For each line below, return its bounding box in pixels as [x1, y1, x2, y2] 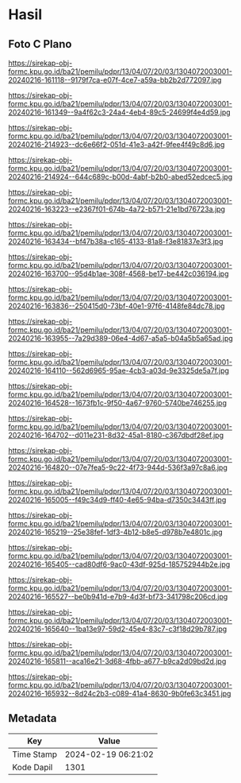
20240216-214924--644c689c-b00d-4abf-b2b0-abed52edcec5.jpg [8, 172, 233, 181]
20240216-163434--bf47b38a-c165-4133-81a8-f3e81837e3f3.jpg [8, 237, 224, 246]
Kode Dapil [12, 762, 53, 773]
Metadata [8, 711, 57, 725]
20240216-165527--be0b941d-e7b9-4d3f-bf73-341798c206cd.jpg [8, 592, 228, 601]
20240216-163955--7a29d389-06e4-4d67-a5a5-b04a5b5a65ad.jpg [8, 334, 234, 343]
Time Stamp [12, 749, 58, 760]
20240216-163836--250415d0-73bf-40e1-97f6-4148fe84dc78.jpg [8, 301, 225, 311]
